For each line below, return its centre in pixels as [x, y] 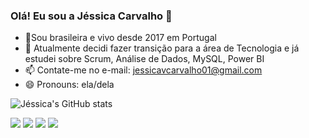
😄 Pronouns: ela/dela [69, 85]
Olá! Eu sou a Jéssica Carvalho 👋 [91, 16]
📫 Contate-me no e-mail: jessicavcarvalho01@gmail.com [143, 70]
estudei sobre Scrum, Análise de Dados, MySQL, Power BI [144, 59]
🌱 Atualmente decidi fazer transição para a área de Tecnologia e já [162, 48]
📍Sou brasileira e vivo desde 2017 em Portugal [120, 38]
